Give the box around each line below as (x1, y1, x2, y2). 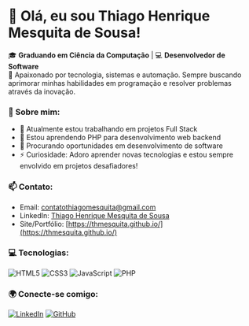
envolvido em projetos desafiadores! (19, 161, 138, 171)
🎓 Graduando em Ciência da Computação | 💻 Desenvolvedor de (8, 50, 225, 60)
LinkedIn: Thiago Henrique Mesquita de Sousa (19, 210, 170, 220)
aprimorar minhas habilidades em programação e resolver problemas (8, 78, 232, 87)
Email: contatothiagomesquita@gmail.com (19, 202, 156, 212)
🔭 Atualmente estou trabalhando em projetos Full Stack (19, 124, 198, 134)
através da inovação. (8, 87, 76, 96)
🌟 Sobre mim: (8, 106, 60, 117)
